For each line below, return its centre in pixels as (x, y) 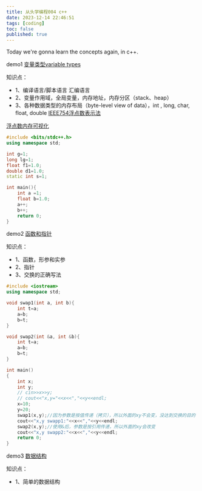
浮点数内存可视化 (28, 126)
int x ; (25, 381)
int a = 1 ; (30, 193)
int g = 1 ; (17, 154)
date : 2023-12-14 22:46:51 (40, 18)
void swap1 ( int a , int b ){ (40, 303)
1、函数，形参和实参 (40, 259)
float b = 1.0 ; (34, 199)
